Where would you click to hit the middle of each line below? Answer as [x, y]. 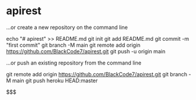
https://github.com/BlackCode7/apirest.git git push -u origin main [86, 51]
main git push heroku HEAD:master [55, 80]
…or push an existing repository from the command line [74, 63]
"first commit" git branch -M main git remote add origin [73, 45]
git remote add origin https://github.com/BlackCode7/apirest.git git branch [97, 74]
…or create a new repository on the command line [67, 27]
